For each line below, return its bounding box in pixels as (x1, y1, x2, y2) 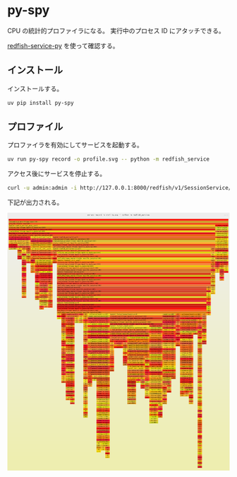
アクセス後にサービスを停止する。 (7, 169, 107, 178)
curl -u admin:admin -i (7, 185, 78, 192)
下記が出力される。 (7, 198, 63, 207)
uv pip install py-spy (7, 99, 74, 106)
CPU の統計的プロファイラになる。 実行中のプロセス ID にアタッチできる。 (7, 26, 225, 35)
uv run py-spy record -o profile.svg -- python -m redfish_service (7, 156, 210, 163)
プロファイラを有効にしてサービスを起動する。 (7, 141, 143, 149)
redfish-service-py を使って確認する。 (7, 41, 119, 50)
